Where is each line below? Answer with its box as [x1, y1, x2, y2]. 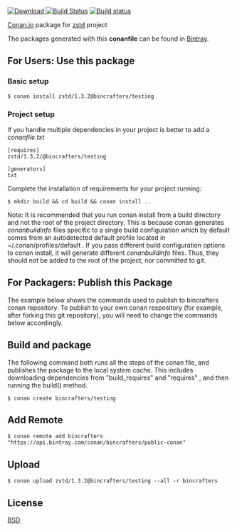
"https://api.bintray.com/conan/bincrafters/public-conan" [7, 439, 186, 446]
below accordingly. [7, 318, 63, 327]
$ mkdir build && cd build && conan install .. [7, 198, 152, 205]
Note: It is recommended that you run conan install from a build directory [7, 211, 221, 219]
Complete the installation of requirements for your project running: [7, 184, 202, 193]
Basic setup [7, 76, 49, 86]
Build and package [7, 339, 92, 351]
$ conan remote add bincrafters [7, 433, 103, 440]
